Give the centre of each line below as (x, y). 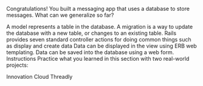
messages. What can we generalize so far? (60, 15)
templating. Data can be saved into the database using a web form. (90, 52)
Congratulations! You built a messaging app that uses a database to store (98, 9)
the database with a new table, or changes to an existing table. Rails (91, 33)
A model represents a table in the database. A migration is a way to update (100, 27)
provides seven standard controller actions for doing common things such (99, 39)
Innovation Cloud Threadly (40, 77)
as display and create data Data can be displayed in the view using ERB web (102, 46)
